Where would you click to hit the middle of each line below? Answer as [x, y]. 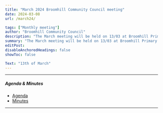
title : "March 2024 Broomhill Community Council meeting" [65, 9]
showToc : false [20, 55]
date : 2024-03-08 [23, 14]
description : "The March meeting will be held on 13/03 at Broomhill [77, 37]
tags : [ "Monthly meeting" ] [32, 27]
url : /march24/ [20, 19]
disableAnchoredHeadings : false [38, 50]
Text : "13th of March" [28, 63]
